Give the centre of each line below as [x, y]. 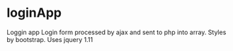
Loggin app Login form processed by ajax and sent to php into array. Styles [116, 32]
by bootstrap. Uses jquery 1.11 [50, 39]
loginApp [34, 13]
